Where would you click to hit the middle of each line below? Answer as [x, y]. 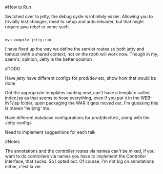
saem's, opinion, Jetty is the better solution [49, 59]
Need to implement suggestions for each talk [50, 132]
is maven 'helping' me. [28, 108]
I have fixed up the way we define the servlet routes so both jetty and [75, 49]
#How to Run [18, 7]
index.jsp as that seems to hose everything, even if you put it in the [72, 98]
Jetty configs [18, 123]
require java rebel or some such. [38, 27]
